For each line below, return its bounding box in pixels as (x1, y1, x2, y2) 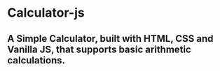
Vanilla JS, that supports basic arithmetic (7, 43, 191, 55)
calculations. (7, 54, 65, 66)
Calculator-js (7, 5, 85, 21)
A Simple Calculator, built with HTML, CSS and (7, 33, 214, 45)
